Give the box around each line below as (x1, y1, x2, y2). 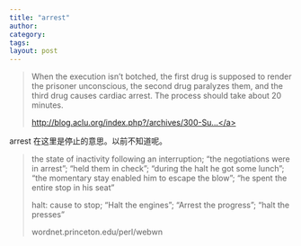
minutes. (31, 100, 65, 110)
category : (9, 30, 47, 39)
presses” (31, 209, 66, 220)
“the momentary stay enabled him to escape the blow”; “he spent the (31, 172, 288, 184)
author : (9, 22, 39, 31)
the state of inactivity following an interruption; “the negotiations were (31, 154, 290, 164)
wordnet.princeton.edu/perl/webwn (31, 226, 164, 238)
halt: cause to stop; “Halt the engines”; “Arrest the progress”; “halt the (31, 199, 290, 211)
